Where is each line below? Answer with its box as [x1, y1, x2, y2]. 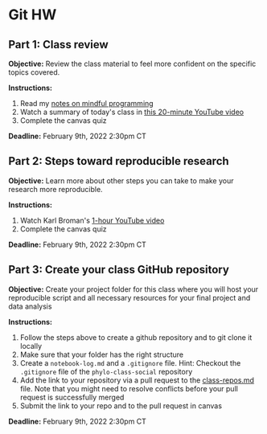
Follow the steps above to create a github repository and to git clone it [19, 332, 253, 342]
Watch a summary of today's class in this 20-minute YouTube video [19, 107, 244, 117]
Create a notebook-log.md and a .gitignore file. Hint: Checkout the [19, 358, 241, 367]
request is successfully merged [19, 392, 125, 402]
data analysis [8, 301, 52, 311]
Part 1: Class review [8, 38, 109, 51]
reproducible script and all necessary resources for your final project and [8, 293, 251, 302]
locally [19, 341, 43, 350]
